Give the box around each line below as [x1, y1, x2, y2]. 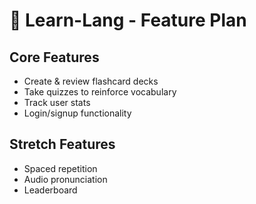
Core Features [9, 49, 100, 66]
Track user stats [23, 97, 91, 108]
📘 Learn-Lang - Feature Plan [9, 9, 247, 32]
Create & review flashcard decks [23, 75, 159, 87]
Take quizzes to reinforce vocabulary [23, 86, 177, 98]
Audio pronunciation [23, 173, 108, 185]
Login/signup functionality [23, 107, 132, 119]
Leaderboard [23, 184, 78, 196]
